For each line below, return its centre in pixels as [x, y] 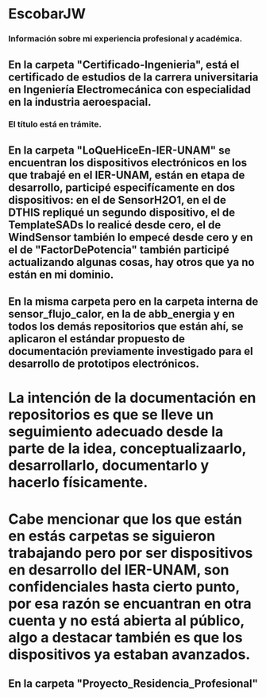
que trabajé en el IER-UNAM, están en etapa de [127, 175]
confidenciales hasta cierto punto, [124, 587]
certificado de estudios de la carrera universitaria [133, 77]
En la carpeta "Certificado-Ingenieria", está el [124, 64]
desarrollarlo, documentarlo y [109, 466]
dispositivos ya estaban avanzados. [129, 654]
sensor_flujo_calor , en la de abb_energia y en [122, 314]
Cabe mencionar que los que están [125, 519]
